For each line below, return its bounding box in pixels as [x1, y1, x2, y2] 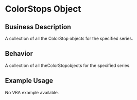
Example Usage [5, 77, 53, 85]
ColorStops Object [5, 3, 81, 15]
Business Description [5, 23, 71, 31]
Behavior [5, 50, 33, 58]
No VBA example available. [5, 89, 59, 95]
